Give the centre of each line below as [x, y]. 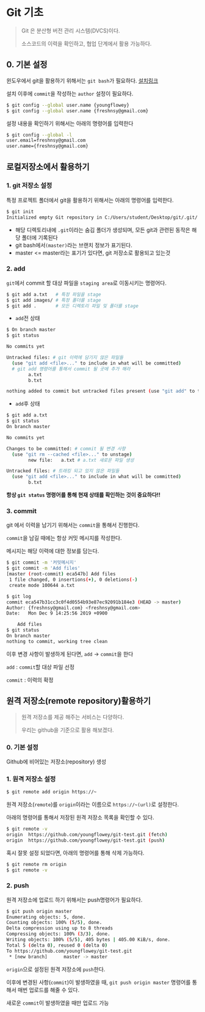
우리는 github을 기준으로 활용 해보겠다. [67, 730]
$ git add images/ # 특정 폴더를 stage [54, 300]
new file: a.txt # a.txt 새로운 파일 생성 [81, 460]
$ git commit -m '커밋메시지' [41, 562]
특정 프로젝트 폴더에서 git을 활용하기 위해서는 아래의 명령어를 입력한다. [90, 200]
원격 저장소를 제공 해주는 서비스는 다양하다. [73, 717]
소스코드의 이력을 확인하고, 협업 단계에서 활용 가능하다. [86, 43]
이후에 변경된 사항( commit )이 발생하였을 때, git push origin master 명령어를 [99, 982]
